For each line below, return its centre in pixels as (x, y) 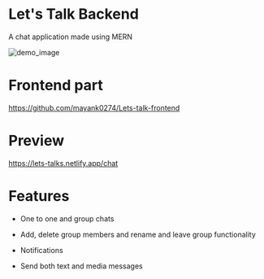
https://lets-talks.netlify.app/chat (63, 163)
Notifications (41, 250)
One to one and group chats (67, 218)
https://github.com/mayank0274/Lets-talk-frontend (94, 107)
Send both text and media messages (82, 266)
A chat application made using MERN (70, 37)
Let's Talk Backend (74, 14)
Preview (37, 141)
